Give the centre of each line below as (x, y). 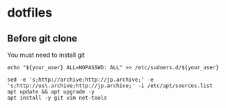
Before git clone (42, 38)
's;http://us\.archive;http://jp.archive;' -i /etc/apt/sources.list (110, 86)
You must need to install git (46, 55)
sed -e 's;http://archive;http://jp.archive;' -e (81, 80)
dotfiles (30, 13)
